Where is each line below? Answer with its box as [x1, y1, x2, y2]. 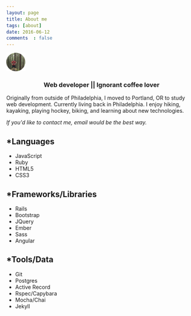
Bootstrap [15, 212, 40, 219]
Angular [15, 237, 35, 244]
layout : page [6, 10, 39, 16]
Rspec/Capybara [15, 289, 57, 297]
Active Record [15, 283, 51, 291]
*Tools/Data [6, 254, 54, 265]
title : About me [6, 16, 47, 22]
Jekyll [15, 302, 30, 310]
